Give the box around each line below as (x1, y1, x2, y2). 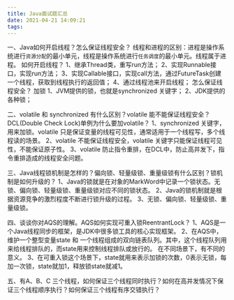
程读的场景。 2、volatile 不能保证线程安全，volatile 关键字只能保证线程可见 (7, 137, 222, 145)
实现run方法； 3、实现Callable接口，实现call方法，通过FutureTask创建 (19, 69, 222, 77)
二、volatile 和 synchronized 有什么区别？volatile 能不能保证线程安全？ (7, 110, 211, 119)
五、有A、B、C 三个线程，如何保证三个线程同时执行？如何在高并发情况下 (7, 277, 218, 285)
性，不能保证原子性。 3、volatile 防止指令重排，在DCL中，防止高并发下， (7, 145, 219, 153)
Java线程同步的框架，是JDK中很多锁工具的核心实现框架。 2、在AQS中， (13, 227, 223, 236)
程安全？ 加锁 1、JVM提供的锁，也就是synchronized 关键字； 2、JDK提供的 (7, 87, 226, 95)
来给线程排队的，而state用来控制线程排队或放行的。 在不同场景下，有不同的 (7, 245, 226, 253)
